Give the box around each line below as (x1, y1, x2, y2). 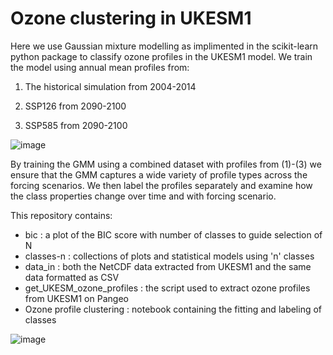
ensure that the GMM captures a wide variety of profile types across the (10, 168, 308, 181)
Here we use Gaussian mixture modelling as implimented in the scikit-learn (10, 40, 319, 52)
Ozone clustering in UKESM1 (10, 7, 252, 30)
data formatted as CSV (24, 271, 120, 283)
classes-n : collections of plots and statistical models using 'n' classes (24, 250, 315, 262)
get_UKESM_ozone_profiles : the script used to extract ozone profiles (24, 282, 311, 294)
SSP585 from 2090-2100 (24, 119, 128, 131)
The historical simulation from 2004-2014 (24, 80, 197, 92)
